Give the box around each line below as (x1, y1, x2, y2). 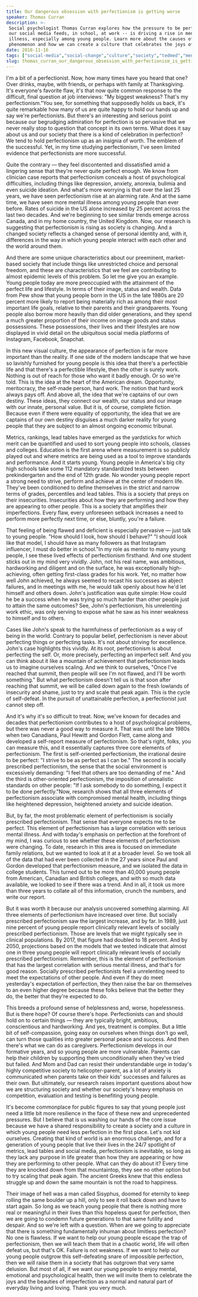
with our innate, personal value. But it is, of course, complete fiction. (6, 403, 172, 410)
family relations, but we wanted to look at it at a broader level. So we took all (6, 850, 192, 857)
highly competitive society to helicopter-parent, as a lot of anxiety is (6, 1067, 171, 1074)
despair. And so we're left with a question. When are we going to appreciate (6, 1221, 190, 1229)
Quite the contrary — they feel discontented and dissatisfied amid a (6, 161, 170, 168)
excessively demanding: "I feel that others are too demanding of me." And (6, 769, 186, 776)
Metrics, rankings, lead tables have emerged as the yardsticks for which (6, 433, 181, 440)
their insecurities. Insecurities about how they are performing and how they (6, 496, 189, 504)
